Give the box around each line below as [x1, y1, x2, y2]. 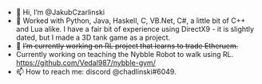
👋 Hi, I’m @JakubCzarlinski [15, 8, 105, 17]
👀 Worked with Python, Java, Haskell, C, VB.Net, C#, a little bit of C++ [15, 16, 246, 25]
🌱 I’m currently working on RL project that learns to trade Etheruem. [15, 41, 239, 51]
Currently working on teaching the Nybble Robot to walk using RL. [15, 50, 234, 59]
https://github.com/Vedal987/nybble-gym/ [15, 58, 156, 67]
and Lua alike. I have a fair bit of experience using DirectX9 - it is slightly [15, 25, 254, 33]
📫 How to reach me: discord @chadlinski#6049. [15, 67, 177, 76]
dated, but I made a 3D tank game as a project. [15, 32, 171, 42]
